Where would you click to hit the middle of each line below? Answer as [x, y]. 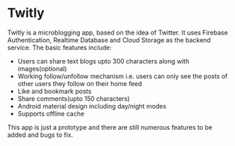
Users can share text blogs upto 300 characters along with [103, 61]
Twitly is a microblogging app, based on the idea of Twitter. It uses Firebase [118, 32]
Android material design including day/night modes [92, 106]
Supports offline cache [51, 114]
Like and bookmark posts [55, 91]
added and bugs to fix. [40, 135]
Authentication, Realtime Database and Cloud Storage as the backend [109, 39]
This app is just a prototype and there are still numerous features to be [110, 127]
